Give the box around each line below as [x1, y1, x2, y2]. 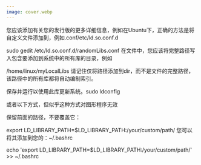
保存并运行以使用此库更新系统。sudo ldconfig [6, 87, 120, 95]
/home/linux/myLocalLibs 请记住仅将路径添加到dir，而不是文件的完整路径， [6, 67, 194, 75]
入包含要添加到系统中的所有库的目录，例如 [6, 54, 113, 61]
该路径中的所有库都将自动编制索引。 [6, 75, 97, 82]
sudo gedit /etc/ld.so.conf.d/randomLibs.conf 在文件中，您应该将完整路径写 [6, 47, 196, 54]
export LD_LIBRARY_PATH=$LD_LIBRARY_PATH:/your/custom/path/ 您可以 [6, 126, 193, 133]
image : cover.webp [6, 8, 53, 15]
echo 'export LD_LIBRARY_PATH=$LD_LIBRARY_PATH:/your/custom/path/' [6, 146, 193, 153]
